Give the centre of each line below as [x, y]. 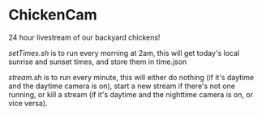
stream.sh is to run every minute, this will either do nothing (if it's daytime [131, 77]
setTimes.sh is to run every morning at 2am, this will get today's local [124, 53]
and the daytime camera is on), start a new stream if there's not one [122, 86]
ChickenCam [53, 15]
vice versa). [28, 103]
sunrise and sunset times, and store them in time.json [98, 62]
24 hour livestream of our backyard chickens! [84, 37]
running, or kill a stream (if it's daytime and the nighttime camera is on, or [131, 94]
